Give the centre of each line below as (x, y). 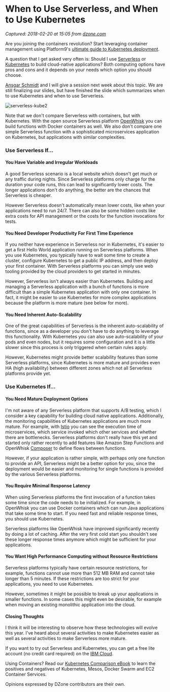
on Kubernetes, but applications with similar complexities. (65, 137)
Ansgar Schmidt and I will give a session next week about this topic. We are (84, 85)
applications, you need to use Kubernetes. (49, 584)
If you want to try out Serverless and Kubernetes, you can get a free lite (80, 648)
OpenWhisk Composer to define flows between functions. (66, 448)
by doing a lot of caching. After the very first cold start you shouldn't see (81, 534)
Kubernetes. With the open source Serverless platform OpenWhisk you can (84, 121)
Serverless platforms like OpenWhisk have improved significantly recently (82, 528)
